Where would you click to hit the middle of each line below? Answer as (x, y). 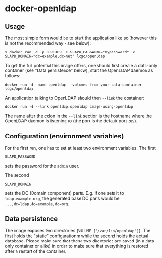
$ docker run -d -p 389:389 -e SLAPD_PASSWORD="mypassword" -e (70, 52)
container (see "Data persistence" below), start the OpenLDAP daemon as (79, 70)
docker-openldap (41, 9)
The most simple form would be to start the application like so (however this (81, 38)
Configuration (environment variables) (65, 136)
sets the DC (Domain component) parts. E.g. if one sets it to (65, 193)
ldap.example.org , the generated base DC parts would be (62, 198)
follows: (13, 76)
